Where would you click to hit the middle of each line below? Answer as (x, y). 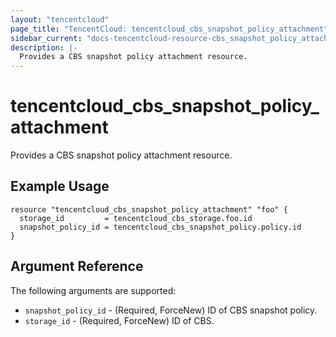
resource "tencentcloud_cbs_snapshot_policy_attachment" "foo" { (149, 209)
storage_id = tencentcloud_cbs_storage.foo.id (136, 218)
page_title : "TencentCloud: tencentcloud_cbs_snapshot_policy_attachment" (169, 29)
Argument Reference (77, 266)
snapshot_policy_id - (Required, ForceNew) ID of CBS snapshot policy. (171, 310)
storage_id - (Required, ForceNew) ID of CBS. (119, 320)
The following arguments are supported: (93, 290)
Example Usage (60, 186)
